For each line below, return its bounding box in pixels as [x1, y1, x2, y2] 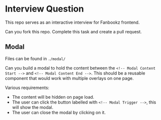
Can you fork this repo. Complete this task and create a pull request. [5, 29, 142, 34]
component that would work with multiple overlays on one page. [5, 75, 134, 81]
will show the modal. [12, 104, 54, 110]
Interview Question [5, 3, 84, 15]
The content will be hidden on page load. [12, 94, 94, 100]
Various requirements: [5, 85, 50, 90]
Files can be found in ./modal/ [5, 56, 66, 61]
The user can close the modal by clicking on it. [12, 109, 106, 115]
